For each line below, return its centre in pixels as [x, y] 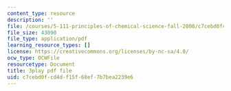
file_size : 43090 [32, 32]
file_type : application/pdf [47, 39]
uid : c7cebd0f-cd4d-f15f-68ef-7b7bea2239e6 [70, 77]
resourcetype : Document [41, 64]
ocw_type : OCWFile [33, 58]
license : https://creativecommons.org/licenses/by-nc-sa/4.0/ [98, 52]
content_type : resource [41, 13]
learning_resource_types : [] [49, 45]
